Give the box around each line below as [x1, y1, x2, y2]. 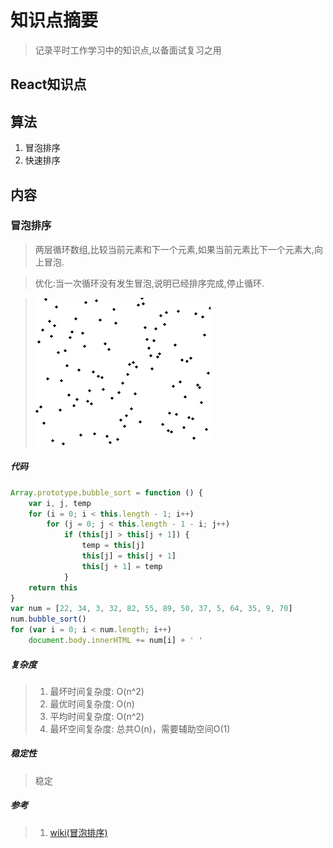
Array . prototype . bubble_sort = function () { [10, 487, 203, 498]
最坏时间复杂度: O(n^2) [49, 685, 145, 697]
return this [28, 582, 78, 593]
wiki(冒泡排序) [49, 826, 108, 838]
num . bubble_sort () [10, 614, 87, 625]
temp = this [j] [81, 541, 145, 551]
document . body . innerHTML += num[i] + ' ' [28, 636, 203, 646]
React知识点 [10, 76, 87, 93]
